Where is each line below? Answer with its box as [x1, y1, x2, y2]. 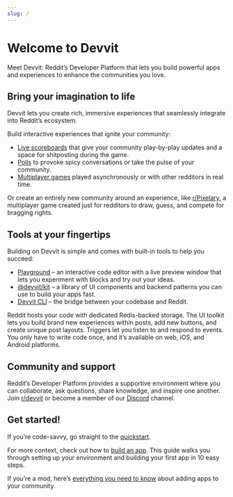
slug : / [7, 10, 30, 17]
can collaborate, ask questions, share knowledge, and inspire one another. [7, 386, 220, 395]
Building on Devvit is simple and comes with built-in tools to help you [7, 247, 204, 256]
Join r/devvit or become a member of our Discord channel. [7, 394, 175, 402]
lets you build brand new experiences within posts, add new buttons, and [7, 318, 217, 327]
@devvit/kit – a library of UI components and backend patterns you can [17, 283, 223, 291]
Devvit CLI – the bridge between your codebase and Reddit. [17, 298, 189, 306]
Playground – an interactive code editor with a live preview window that [17, 268, 222, 277]
